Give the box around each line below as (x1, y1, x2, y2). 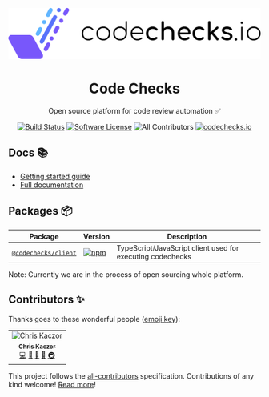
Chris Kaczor (18, 343, 56, 351)
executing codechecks (116, 252, 192, 262)
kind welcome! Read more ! (8, 379, 96, 389)
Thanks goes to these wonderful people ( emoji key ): (8, 314, 181, 323)
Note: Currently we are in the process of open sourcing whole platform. (8, 269, 244, 279)
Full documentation (19, 180, 84, 190)
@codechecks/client (11, 249, 77, 257)
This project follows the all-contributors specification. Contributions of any (8, 371, 255, 380)
